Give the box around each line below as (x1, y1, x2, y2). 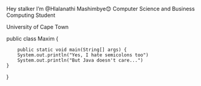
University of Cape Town (6, 24, 69, 30)
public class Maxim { (6, 35, 59, 42)
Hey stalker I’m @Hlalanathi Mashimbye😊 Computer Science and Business (6, 5, 196, 12)
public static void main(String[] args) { (17, 47, 127, 53)
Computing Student (6, 12, 56, 19)
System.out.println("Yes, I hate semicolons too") (17, 52, 149, 58)
